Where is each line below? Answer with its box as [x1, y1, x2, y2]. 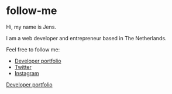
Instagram [14, 69, 39, 76]
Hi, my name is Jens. [6, 23, 57, 30]
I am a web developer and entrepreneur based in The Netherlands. [6, 34, 167, 41]
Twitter [14, 63, 32, 71]
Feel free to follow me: [6, 46, 60, 53]
